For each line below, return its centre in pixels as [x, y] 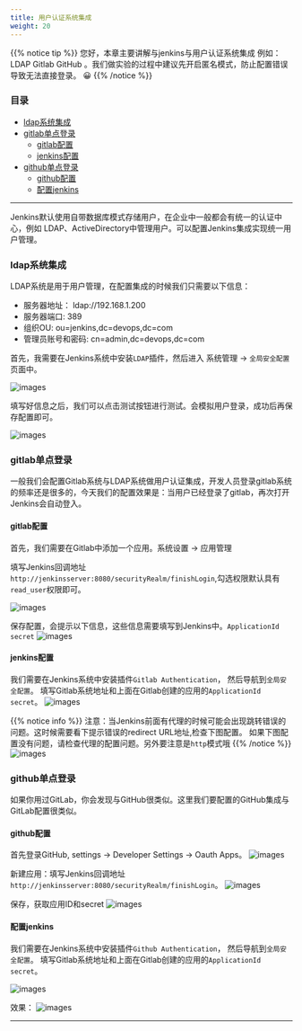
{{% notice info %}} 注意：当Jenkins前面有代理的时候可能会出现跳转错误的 [148, 721]
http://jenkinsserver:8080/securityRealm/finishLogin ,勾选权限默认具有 [145, 578]
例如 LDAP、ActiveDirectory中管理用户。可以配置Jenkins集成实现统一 [155, 228]
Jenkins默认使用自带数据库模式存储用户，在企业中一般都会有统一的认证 [142, 217]
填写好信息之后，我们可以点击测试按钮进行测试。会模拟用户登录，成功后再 [147, 406]
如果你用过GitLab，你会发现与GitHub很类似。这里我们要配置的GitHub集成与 [150, 800]
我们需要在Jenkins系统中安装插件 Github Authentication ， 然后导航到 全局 [145, 948]
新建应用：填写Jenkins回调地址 [68, 874]
